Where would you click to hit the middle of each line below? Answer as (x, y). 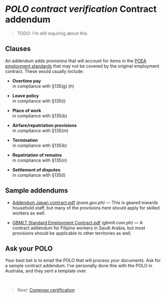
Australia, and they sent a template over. (46, 271)
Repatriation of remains (37, 155)
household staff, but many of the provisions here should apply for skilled (86, 208)
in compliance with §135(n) (40, 160)
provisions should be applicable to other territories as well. (72, 233)
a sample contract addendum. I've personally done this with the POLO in (79, 266)
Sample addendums (37, 191)
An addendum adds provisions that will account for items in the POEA (76, 61)
